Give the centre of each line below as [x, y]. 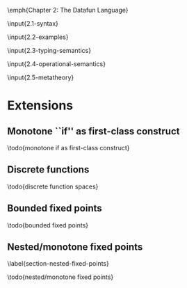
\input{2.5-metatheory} [41, 77]
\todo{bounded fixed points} [48, 225]
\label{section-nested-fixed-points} [58, 264]
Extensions [40, 105]
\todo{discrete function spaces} [53, 186]
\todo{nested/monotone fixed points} [60, 277]
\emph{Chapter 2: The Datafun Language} [68, 10]
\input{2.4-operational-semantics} [57, 64]
